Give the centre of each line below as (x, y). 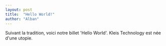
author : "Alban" (22, 19)
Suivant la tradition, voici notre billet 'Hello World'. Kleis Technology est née (83, 33)
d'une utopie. (19, 38)
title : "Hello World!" (30, 14)
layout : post (19, 10)
